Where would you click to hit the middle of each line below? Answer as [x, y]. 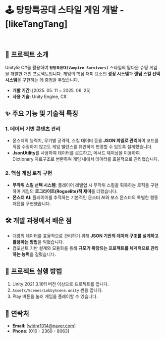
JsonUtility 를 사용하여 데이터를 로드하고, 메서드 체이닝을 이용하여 [76, 153]
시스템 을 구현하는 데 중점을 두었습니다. [42, 80]
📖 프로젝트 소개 [27, 55]
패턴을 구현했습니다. [31, 203]
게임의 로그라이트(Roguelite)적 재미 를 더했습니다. [70, 191]
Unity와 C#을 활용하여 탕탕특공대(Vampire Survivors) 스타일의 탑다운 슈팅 [77, 67]
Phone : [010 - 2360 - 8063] [41, 331]
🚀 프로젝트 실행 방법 [34, 271]
